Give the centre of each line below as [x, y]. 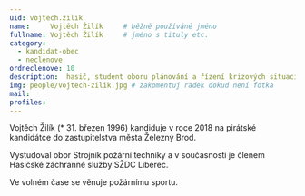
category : [28, 43]
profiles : [28, 102]
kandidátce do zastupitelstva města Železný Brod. [103, 138]
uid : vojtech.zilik [46, 18]
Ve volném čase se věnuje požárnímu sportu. [94, 182]
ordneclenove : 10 [42, 69]
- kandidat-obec [48, 52]
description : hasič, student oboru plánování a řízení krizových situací [154, 77]
